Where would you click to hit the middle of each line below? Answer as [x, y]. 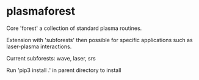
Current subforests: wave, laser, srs [51, 58]
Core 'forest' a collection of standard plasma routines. [74, 28]
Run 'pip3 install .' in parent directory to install [64, 70]
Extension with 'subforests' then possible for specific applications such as [100, 40]
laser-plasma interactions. [39, 46]
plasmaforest [41, 11]
